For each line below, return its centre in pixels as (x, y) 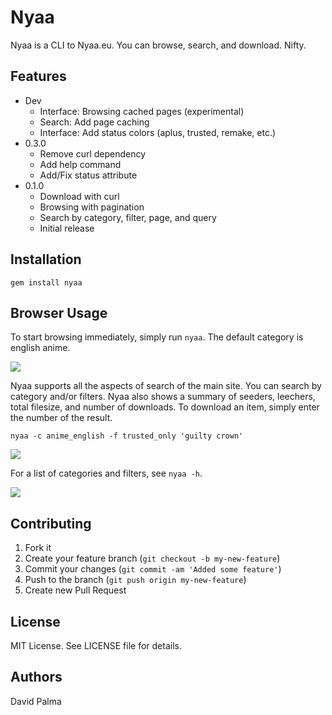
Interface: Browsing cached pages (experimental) (142, 111)
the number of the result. (61, 418)
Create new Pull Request (75, 590)
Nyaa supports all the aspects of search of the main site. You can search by (166, 386)
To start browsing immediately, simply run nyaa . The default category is (157, 337)
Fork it (38, 548)
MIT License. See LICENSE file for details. (96, 645)
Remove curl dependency (93, 153)
